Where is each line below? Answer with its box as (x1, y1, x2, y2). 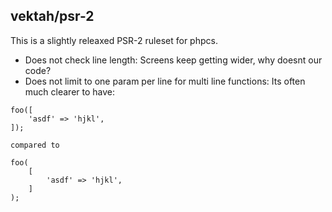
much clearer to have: (24, 85, 116, 98)
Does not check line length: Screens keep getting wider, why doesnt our (24, 54, 323, 66)
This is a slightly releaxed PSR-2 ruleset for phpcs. (10, 34, 218, 46)
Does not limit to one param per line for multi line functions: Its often (24, 75, 306, 87)
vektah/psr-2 (10, 8, 95, 25)
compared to (10, 140, 60, 150)
